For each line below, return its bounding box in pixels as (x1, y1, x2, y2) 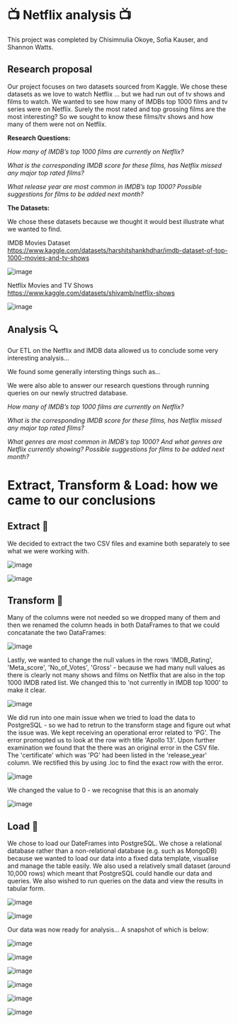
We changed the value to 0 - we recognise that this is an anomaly (7, 786, 199, 795)
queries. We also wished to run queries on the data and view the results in (7, 877, 224, 886)
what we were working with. (7, 546, 90, 555)
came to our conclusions (7, 492, 156, 508)
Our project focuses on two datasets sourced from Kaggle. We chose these (7, 82, 228, 91)
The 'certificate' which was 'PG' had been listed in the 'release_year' (7, 751, 208, 759)
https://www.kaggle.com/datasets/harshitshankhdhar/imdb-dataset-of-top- (7, 246, 228, 254)
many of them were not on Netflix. (7, 120, 107, 128)
